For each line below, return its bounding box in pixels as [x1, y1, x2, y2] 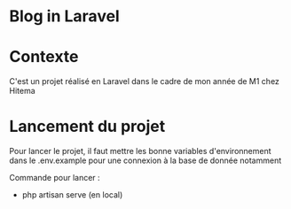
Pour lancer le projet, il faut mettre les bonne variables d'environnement [9, 146, 272, 157]
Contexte [9, 47, 79, 67]
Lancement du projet [9, 117, 166, 136]
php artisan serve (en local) [21, 190, 123, 200]
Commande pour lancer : [9, 173, 100, 183]
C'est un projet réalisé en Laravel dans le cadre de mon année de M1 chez [9, 76, 279, 87]
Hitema [9, 86, 35, 97]
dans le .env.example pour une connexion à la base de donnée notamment [9, 155, 282, 166]
